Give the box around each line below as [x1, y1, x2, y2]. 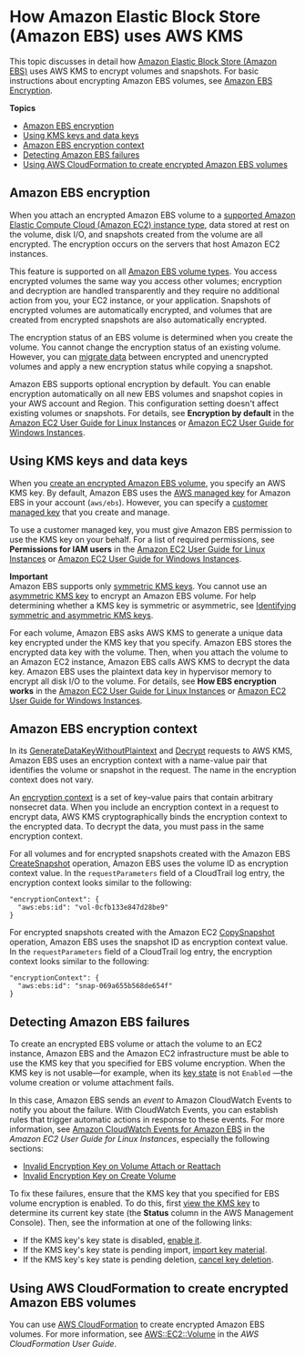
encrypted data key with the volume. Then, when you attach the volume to [9, 647, 289, 658]
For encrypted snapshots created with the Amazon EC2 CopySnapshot [9, 927, 275, 938]
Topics [9, 102, 36, 113]
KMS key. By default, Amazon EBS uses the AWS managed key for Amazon [9, 487, 291, 498]
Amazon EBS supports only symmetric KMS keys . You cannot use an [9, 580, 267, 591]
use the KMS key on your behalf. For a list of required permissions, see [9, 534, 275, 545]
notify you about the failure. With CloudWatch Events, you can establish [9, 1105, 279, 1116]
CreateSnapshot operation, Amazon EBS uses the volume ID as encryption [9, 858, 289, 869]
